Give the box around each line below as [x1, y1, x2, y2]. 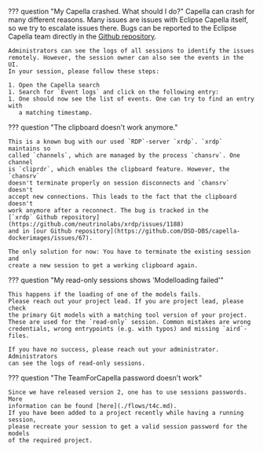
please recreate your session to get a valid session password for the [8, 423, 247, 431]
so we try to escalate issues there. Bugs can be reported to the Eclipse [8, 24, 237, 32]
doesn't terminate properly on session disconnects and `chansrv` [8, 179, 230, 187]
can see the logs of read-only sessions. [8, 359, 146, 367]
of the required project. [8, 436, 93, 444]
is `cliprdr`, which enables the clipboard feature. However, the [8, 165, 230, 173]
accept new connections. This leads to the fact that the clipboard [8, 193, 237, 200]
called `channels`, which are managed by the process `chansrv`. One [8, 152, 241, 160]
